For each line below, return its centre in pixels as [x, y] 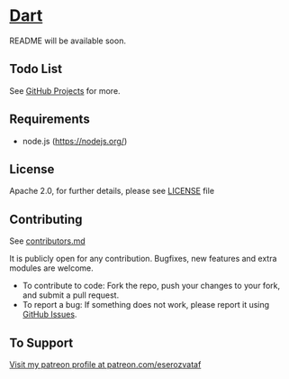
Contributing [46, 219]
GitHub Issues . [50, 314]
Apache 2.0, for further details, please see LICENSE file [112, 191]
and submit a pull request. [71, 295]
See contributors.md [47, 241]
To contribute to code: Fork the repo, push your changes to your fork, [151, 286]
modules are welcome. [51, 268]
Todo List [36, 69]
